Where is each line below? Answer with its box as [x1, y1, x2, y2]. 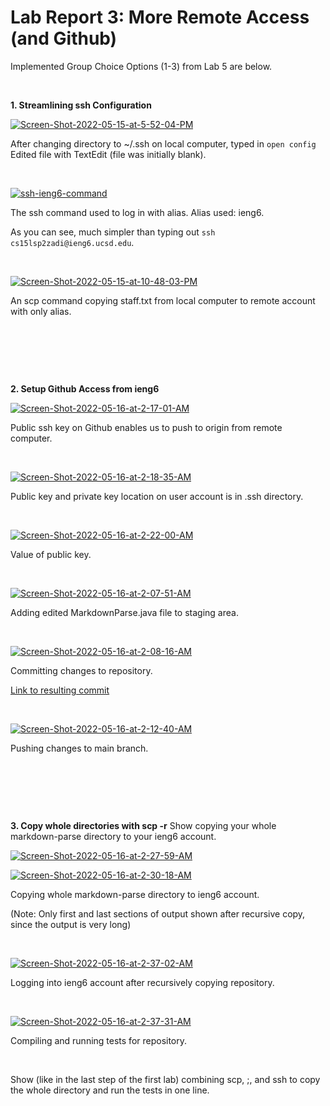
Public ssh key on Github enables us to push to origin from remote [10, 421, 283, 433]
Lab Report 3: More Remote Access [10, 6, 310, 29]
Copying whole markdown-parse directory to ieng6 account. [10, 888, 260, 900]
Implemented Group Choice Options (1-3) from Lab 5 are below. [10, 60, 273, 72]
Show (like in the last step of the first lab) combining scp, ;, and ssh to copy [10, 1073, 321, 1085]
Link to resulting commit [10, 684, 110, 696]
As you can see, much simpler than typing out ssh [10, 226, 216, 238]
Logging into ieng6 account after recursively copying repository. [10, 976, 275, 988]
